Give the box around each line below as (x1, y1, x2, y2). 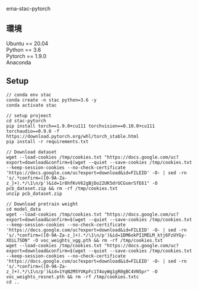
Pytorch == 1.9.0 (6, 52, 47, 59)
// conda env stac (6, 92, 52, 97)
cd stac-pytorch (6, 118, 46, 124)
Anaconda (6, 59, 31, 66)
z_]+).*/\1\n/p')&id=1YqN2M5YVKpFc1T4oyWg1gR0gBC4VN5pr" (6, 269, 150, 275)
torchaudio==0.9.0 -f (6, 128, 60, 134)
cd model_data (6, 206, 41, 212)
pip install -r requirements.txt (6, 138, 89, 144)
